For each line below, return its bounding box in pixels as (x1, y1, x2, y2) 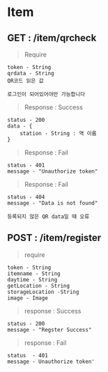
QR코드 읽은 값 (7, 77, 44, 84)
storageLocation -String (7, 288, 79, 295)
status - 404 (7, 194, 45, 201)
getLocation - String (7, 282, 70, 289)
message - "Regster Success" (7, 326, 92, 333)
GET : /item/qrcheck (7, 32, 97, 44)
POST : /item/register (7, 232, 102, 244)
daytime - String (7, 276, 58, 283)
